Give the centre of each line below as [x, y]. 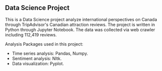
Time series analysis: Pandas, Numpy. [50, 53]
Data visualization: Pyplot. [38, 63]
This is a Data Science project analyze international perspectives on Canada [81, 19]
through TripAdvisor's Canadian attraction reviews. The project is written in [80, 24]
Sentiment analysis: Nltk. [37, 58]
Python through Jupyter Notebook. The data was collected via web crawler [80, 30]
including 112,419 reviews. [31, 35]
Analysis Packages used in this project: [44, 44]
